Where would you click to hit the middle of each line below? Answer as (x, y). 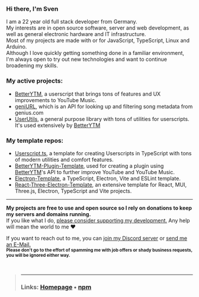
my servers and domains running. (49, 214)
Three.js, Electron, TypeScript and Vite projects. (73, 191)
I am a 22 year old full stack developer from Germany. (72, 22)
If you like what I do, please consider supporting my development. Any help (98, 220)
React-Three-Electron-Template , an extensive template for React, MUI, (101, 184)
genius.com (29, 112)
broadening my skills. (32, 66)
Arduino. (17, 47)
